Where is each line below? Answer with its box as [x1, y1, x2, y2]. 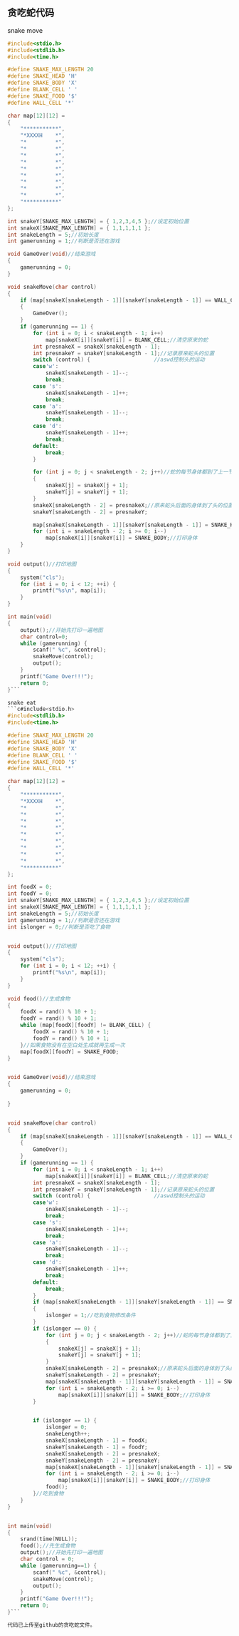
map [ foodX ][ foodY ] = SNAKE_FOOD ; [20, 1048, 119, 1055]
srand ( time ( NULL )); [20, 1535, 78, 1543]
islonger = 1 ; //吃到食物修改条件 [45, 1312, 137, 1319]
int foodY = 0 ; [7, 890, 53, 897]
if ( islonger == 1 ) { [33, 1417, 97, 1424]
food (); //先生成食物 [20, 1543, 76, 1550]
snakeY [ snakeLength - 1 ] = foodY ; [45, 1443, 148, 1451]
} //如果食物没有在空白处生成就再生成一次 [20, 1041, 126, 1048]
